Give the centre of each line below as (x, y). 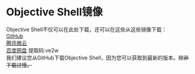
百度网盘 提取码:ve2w (32, 50)
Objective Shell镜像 (55, 12)
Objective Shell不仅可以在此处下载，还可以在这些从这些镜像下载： (87, 29)
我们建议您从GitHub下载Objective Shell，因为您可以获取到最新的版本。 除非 (97, 58)
